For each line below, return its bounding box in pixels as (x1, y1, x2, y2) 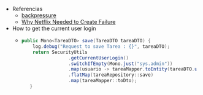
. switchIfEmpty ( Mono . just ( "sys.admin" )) (68, 61, 173, 67)
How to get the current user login (12, 25, 96, 32)
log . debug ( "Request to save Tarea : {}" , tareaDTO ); (33, 43, 170, 50)
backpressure (21, 12, 56, 19)
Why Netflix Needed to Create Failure (21, 18, 116, 25)
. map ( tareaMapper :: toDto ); (68, 78, 137, 84)
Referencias (12, 6, 43, 12)
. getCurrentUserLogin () (68, 55, 129, 61)
